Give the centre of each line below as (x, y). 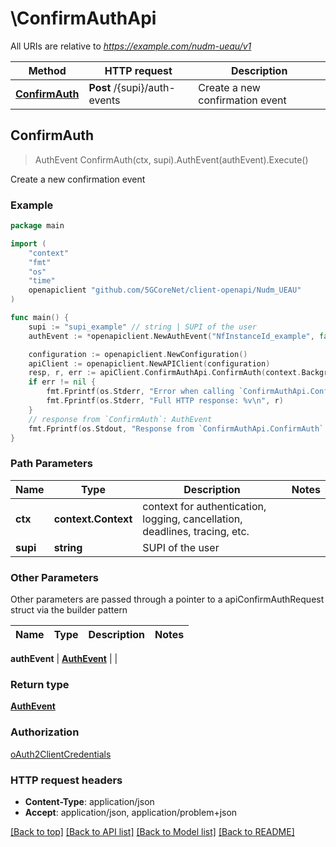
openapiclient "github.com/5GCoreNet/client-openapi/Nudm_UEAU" (165, 290)
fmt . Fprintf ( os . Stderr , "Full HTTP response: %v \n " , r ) (165, 401)
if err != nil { (62, 382)
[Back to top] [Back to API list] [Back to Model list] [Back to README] (152, 831)
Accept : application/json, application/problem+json (131, 812)
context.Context (93, 519)
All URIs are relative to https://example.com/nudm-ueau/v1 (131, 46)
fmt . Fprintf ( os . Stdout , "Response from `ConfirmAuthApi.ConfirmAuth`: (178, 428)
